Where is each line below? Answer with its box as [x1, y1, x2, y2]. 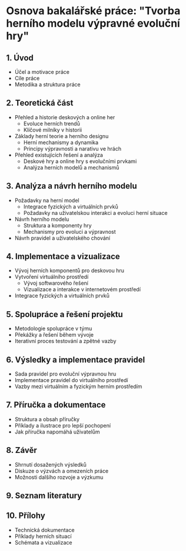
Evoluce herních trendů [23, 120, 81, 127]
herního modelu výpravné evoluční [6, 17, 181, 30]
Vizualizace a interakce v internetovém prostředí [23, 286, 141, 293]
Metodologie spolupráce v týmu [14, 325, 92, 332]
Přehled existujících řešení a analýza [14, 151, 103, 158]
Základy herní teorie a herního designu [14, 132, 109, 139]
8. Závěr [6, 445, 37, 455]
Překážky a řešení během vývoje [14, 331, 94, 338]
